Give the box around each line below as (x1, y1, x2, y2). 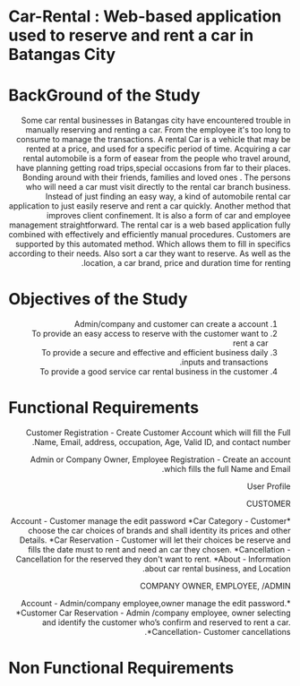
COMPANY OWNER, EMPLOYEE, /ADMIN (139, 580, 291, 591)
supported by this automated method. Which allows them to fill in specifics (15, 239, 291, 250)
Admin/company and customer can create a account (73, 319, 269, 330)
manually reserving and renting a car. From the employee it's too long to (25, 124, 291, 135)
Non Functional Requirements (8, 658, 235, 678)
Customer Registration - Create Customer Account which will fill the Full (25, 427, 291, 438)
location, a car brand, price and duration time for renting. (81, 258, 291, 269)
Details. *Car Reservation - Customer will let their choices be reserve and (19, 535, 291, 545)
